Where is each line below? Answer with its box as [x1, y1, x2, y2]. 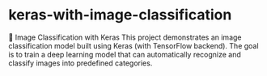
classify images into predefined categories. [8, 58, 153, 68]
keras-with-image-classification [8, 6, 232, 24]
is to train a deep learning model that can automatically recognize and [8, 49, 241, 59]
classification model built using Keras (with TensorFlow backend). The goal [8, 40, 259, 50]
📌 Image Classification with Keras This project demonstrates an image [8, 32, 242, 42]
